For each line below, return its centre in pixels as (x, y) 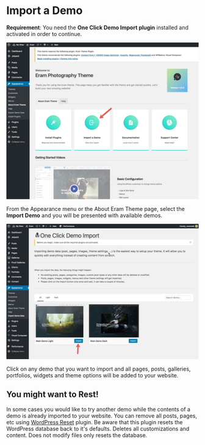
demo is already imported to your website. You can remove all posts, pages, (102, 416)
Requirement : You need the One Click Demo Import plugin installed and (98, 27)
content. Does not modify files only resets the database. (77, 435)
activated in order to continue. (44, 34)
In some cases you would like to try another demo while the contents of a (99, 409)
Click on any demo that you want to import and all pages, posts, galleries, (99, 369)
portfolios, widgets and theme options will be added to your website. (92, 375)
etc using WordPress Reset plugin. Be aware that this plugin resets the (95, 422)
